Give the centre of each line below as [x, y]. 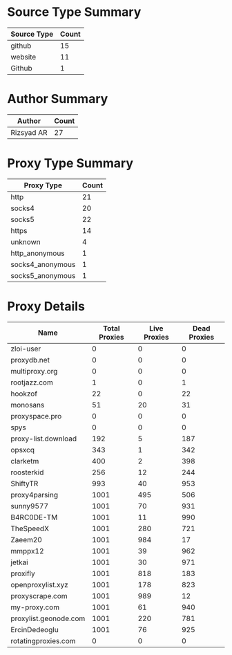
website [23, 57]
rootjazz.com [32, 382]
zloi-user [26, 349]
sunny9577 [30, 506]
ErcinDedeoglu [35, 629]
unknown [26, 241]
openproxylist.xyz [40, 584]
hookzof [24, 394]
